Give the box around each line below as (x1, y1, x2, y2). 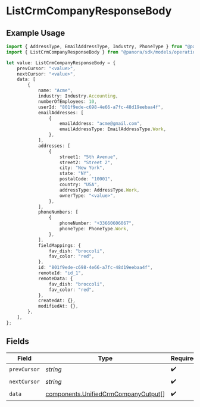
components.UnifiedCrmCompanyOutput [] (45, 390, 165, 398)
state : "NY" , (59, 171, 92, 177)
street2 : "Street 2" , (59, 159, 113, 165)
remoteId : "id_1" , (37, 270, 84, 276)
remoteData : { (37, 275, 73, 281)
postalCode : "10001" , (59, 176, 113, 182)
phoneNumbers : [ (37, 209, 79, 215)
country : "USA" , (59, 181, 100, 187)
